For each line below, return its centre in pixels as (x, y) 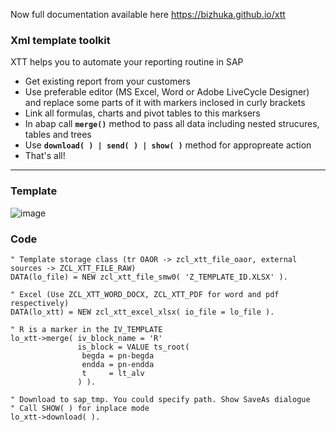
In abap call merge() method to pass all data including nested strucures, (172, 124)
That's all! (45, 156)
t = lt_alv (113, 373)
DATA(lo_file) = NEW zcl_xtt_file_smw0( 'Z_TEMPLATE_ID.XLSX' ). (149, 277)
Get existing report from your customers (108, 81)
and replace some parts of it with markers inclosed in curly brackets (165, 103)
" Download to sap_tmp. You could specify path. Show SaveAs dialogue (160, 399)
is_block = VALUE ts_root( (133, 347)
